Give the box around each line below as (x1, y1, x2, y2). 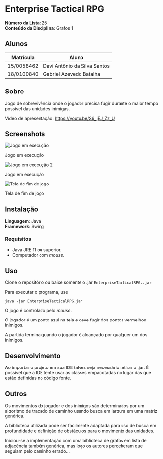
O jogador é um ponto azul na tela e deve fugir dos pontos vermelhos (5, 317, 147, 323)
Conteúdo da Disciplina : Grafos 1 (5, 25, 73, 31)
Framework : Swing (5, 224, 44, 229)
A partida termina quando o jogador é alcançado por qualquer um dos (5, 332, 148, 338)
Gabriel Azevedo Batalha (43, 70, 100, 77)
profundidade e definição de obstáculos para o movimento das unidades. (5, 428, 155, 434)
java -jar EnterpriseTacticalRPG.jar (5, 299, 83, 304)
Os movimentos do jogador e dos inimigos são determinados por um (5, 402, 145, 409)
